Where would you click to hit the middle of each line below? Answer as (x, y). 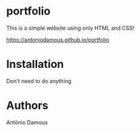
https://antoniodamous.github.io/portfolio (58, 39)
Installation (35, 64)
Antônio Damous (27, 122)
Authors (27, 106)
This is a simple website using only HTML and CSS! (70, 28)
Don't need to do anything (39, 81)
